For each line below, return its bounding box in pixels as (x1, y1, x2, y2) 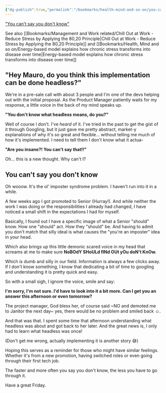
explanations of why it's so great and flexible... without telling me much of (5, 132, 156, 138)
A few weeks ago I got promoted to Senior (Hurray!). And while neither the (5, 198, 157, 204)
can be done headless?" (5, 79, 82, 87)
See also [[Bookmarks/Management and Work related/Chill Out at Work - (5, 30, 154, 36)
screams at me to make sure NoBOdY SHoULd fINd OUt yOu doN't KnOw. (5, 249, 157, 255)
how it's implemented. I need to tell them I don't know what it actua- (5, 137, 144, 143)
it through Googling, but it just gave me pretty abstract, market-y (5, 126, 137, 132)
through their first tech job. (5, 358, 60, 364)
